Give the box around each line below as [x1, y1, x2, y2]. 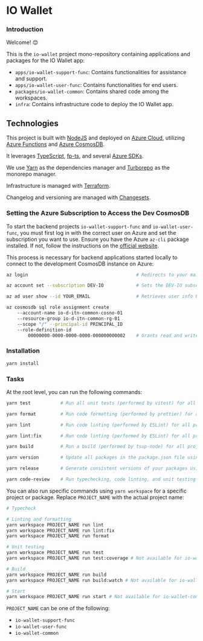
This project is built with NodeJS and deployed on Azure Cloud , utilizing [6, 134, 185, 142]
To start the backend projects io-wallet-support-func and [6, 223, 152, 230]
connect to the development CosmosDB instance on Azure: [6, 260, 154, 267]
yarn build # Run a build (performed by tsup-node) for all [6, 444, 185, 450]
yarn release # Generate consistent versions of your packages [6, 465, 188, 471]
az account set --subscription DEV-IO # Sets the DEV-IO [6, 282, 182, 289]
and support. [14, 75, 47, 82]
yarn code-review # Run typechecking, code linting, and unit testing [6, 476, 196, 483]
